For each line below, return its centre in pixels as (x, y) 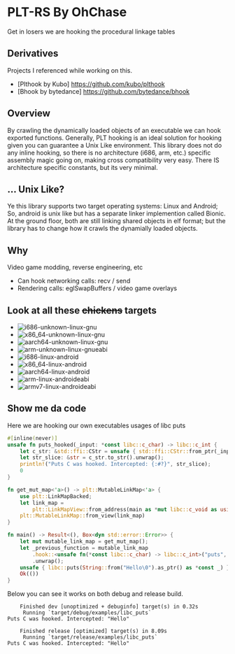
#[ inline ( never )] (33, 438)
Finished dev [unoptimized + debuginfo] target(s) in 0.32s (109, 607)
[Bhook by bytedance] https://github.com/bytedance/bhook (104, 91)
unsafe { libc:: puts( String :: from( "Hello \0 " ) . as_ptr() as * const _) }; (126, 567)
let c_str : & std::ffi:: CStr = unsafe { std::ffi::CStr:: (105, 451)
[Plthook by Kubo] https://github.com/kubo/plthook (91, 84)
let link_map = (42, 503)
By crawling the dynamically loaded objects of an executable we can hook (114, 130)
